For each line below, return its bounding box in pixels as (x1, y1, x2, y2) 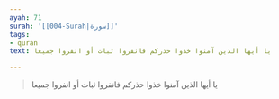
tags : (9, 30, 30, 39)
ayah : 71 (9, 13, 42, 22)
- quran (9, 38, 39, 48)
